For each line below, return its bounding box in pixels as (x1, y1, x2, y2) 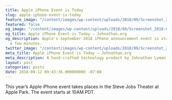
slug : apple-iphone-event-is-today (5, 12, 81, 17)
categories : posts (5, 65, 45, 70)
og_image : (5, 27, 27, 32)
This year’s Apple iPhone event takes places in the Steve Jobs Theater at (5, 84, 159, 90)
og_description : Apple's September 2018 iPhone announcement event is (5, 36, 159, 42)
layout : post (5, 60, 33, 65)
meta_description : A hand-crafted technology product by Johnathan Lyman (5, 55, 166, 61)
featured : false (5, 22, 40, 27)
